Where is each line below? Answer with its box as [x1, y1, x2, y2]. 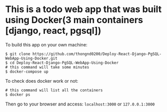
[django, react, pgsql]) [5, 25, 101, 36]
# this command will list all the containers [5, 87, 103, 93]
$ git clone [5, 51, 30, 57]
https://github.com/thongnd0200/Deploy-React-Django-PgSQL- [32, 51, 162, 57]
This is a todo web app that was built [5, 4, 162, 15]
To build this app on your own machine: [5, 41, 88, 47]
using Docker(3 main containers [5, 14, 143, 26]
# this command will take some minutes [5, 65, 90, 70]
